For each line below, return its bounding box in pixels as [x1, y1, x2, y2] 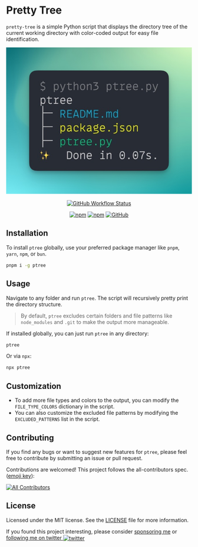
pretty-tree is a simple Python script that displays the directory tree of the [6, 23, 188, 30]
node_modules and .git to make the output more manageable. [20, 318, 169, 325]
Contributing [6, 433, 54, 443]
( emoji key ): [6, 472, 35, 479]
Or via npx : [6, 352, 32, 360]
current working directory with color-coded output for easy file [6, 29, 159, 36]
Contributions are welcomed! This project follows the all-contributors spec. [6, 466, 189, 473]
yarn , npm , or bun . [6, 250, 47, 257]
